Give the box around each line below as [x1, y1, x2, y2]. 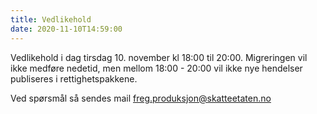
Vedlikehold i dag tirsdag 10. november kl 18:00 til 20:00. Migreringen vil [10, 51, 308, 63]
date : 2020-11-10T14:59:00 [10, 24, 123, 34]
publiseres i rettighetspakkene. [10, 72, 138, 85]
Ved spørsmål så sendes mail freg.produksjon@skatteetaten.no [10, 92, 272, 104]
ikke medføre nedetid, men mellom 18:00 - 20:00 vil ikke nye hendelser [10, 62, 303, 74]
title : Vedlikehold [10, 14, 92, 25]
